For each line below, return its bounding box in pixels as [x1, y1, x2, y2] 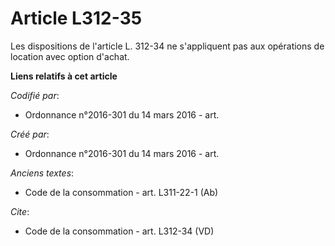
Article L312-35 [10, 7, 143, 30]
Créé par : [10, 128, 50, 140]
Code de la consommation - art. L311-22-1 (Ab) [24, 186, 219, 198]
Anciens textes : [10, 167, 75, 179]
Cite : [10, 205, 30, 217]
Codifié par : [10, 89, 60, 101]
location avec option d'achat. [10, 50, 130, 62]
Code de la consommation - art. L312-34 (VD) [24, 225, 215, 237]
